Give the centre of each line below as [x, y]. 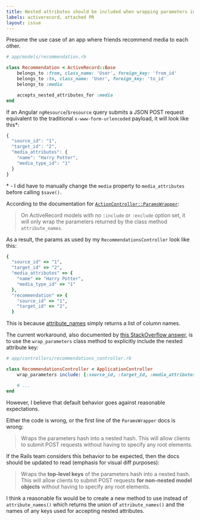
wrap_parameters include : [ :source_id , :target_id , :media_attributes [106, 375]
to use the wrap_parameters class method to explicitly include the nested [94, 341]
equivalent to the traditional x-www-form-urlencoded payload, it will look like [98, 118]
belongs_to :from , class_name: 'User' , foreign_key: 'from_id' [97, 73]
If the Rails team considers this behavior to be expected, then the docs [93, 456]
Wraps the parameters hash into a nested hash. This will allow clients [105, 438]
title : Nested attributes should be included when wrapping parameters [97, 12]
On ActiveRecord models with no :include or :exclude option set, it [103, 215]
